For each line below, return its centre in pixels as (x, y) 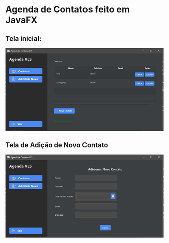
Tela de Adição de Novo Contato (57, 145)
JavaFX (21, 20)
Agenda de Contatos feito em (67, 9)
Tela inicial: (23, 38)
